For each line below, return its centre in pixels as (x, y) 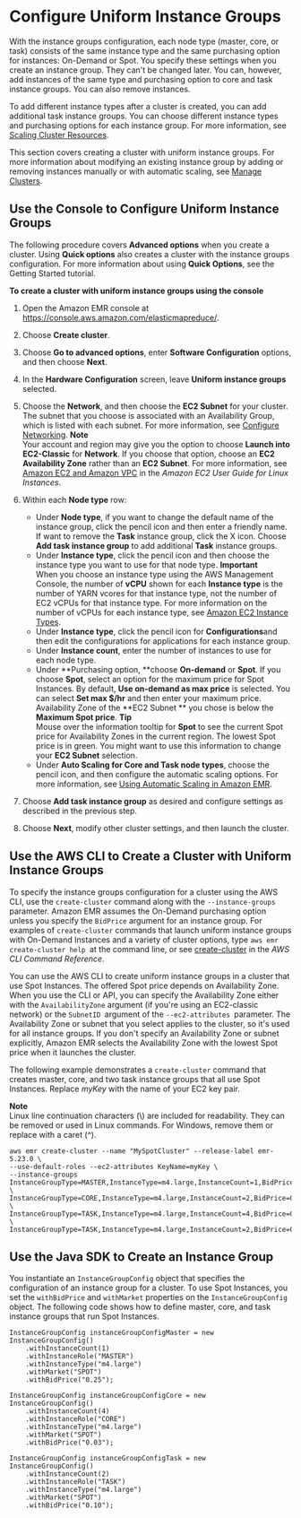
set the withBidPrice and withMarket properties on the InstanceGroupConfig (149, 1297)
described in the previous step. (79, 811)
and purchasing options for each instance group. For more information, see (148, 125)
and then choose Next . (64, 361)
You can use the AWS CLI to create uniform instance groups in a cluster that (150, 976)
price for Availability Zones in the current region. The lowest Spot (155, 736)
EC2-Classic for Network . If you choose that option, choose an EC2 (148, 454)
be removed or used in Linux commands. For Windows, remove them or (141, 1125)
